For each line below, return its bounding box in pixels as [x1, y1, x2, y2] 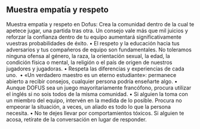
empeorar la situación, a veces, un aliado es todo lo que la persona [6, 103, 171, 110]
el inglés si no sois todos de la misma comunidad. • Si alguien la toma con [6, 90, 188, 97]
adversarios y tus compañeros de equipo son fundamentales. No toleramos [6, 46, 192, 53]
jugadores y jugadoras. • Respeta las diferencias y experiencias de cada [6, 65, 184, 72]
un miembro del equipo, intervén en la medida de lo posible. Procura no [6, 97, 182, 104]
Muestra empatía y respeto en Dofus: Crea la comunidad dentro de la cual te [6, 20, 195, 27]
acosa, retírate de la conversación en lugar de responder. [6, 116, 147, 123]
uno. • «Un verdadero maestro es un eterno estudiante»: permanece [6, 71, 177, 78]
